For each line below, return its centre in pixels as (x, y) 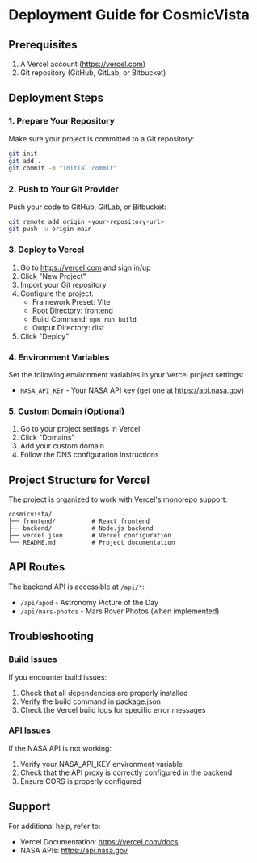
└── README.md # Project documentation (92, 543)
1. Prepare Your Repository (62, 121)
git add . (25, 161)
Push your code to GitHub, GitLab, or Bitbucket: (88, 207)
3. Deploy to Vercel (46, 250)
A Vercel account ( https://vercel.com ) (83, 64)
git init (23, 154)
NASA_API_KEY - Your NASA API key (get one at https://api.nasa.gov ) (132, 390)
